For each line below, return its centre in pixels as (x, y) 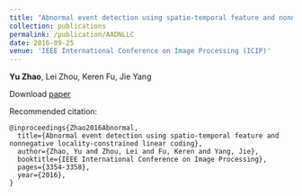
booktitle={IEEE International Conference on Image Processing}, (142, 160)
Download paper (40, 94)
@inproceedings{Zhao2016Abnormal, (74, 128)
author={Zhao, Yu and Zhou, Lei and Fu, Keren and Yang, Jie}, (138, 152)
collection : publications (58, 26)
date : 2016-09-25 (42, 43)
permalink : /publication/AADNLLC (72, 34)
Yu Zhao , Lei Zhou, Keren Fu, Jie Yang (80, 76)
